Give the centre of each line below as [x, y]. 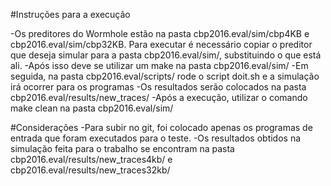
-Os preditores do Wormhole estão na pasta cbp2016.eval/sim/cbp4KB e [160, 33]
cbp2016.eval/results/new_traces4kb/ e [91, 159]
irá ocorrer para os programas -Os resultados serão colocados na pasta [158, 87]
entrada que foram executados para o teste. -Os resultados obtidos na [156, 138]
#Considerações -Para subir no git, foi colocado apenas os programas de [161, 127]
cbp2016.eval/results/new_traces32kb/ [90, 170]
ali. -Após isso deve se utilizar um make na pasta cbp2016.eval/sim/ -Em [159, 65]
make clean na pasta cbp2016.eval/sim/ [92, 108]
